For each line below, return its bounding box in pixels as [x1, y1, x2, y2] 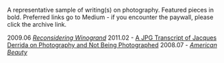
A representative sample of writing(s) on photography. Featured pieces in [7, 6, 214, 14]
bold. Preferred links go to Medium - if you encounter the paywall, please [7, 13, 214, 21]
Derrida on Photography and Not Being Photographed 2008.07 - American [7, 41, 218, 49]
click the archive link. [7, 21, 67, 28]
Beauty [7, 48, 27, 56]
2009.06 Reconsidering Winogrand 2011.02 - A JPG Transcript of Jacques [7, 34, 217, 42]
